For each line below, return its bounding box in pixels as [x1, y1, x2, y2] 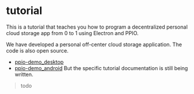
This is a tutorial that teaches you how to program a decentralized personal [6, 23, 188, 30]
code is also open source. [6, 47, 69, 54]
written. [14, 71, 34, 78]
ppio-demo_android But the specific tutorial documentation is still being [14, 64, 188, 71]
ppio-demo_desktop [14, 58, 64, 65]
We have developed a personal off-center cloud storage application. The [6, 41, 182, 48]
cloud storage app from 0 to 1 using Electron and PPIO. [6, 29, 139, 36]
